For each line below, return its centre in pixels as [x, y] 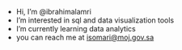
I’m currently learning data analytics [76, 29]
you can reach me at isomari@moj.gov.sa [85, 37]
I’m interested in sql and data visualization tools [95, 20]
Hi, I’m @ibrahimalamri [53, 12]
